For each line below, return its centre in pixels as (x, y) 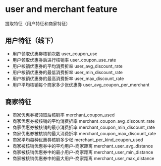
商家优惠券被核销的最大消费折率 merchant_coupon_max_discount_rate (84, 133)
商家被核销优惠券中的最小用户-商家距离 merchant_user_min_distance (83, 152)
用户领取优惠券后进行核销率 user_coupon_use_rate (64, 60)
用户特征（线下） (31, 41)
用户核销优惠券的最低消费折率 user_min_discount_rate (67, 72)
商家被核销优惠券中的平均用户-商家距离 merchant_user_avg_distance (83, 146)
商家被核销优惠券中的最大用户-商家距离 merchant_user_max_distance (83, 158)
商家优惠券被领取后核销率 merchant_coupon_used (63, 115)
